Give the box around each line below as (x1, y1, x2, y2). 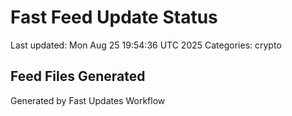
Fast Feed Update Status (10, 6, 218, 29)
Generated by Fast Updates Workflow (10, 94, 166, 106)
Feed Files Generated (10, 68, 146, 85)
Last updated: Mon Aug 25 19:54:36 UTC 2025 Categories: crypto (10, 39, 282, 51)
